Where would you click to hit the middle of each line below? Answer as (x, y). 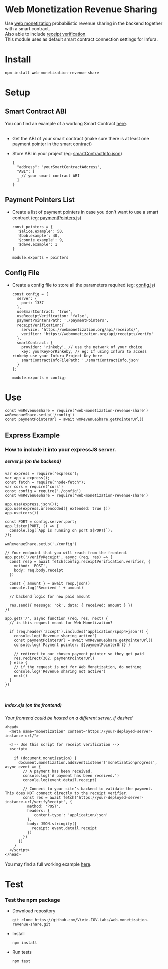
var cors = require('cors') (34, 487)
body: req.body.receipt (39, 570)
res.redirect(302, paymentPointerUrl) (54, 658)
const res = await (42, 797)
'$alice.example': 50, (41, 231)
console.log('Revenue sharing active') (56, 636)
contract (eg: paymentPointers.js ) (47, 218)
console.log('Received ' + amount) (47, 588)
